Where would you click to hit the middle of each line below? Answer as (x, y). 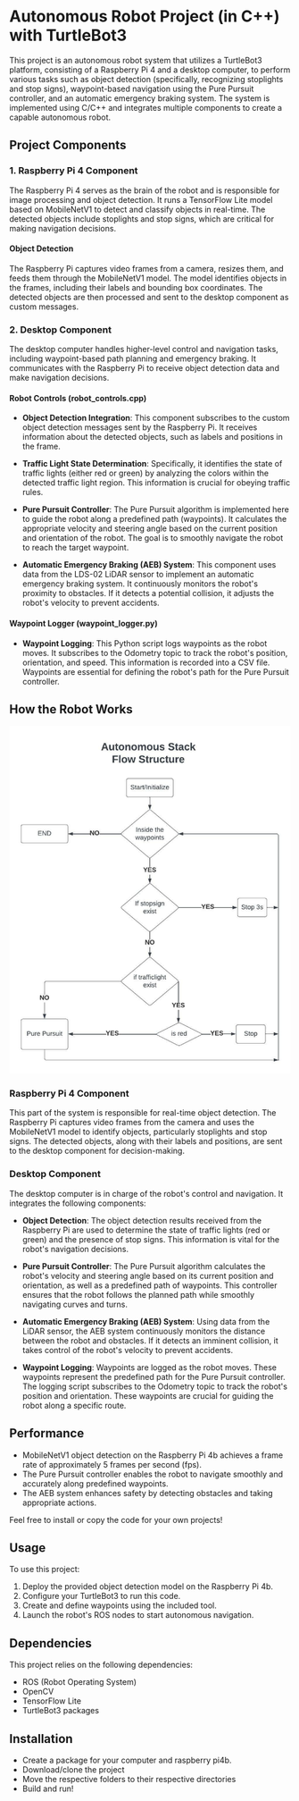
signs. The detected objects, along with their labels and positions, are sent (146, 1141)
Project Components (68, 145)
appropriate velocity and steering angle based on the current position (150, 528)
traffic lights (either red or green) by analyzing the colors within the (145, 473)
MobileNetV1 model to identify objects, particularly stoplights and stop (138, 1132)
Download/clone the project (73, 1769)
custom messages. (44, 307)
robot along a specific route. (74, 1405)
